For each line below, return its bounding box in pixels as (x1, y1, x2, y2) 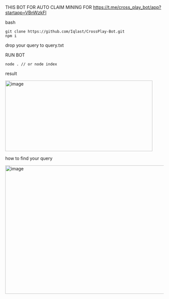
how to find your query (5, 155, 53, 161)
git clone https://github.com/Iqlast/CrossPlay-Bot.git (5, 29, 125, 34)
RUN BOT (5, 52, 25, 58)
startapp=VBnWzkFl (5, 10, 47, 16)
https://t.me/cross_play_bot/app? (93, 5, 161, 10)
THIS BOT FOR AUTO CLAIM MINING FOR (5, 5, 92, 10)
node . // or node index (5, 62, 57, 67)
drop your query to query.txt (5, 42, 64, 48)
